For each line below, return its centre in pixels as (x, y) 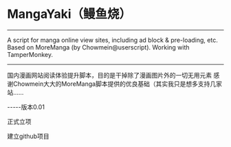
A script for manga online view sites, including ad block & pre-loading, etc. (112, 40)
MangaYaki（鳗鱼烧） (69, 14)
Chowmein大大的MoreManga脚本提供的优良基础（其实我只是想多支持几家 (117, 84)
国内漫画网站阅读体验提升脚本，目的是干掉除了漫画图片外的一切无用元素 (109, 75)
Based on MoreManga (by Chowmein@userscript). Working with (99, 47)
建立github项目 (28, 136)
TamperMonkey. (30, 54)
